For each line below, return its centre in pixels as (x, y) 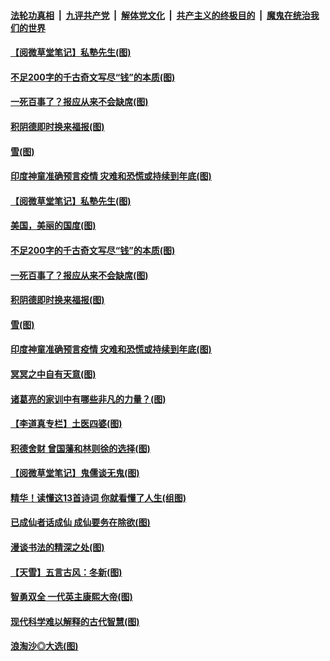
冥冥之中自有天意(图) (53, 374)
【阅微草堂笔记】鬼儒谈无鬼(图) (75, 473)
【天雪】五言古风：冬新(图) (66, 572)
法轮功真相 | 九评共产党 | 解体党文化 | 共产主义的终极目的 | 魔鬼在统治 (160, 15)
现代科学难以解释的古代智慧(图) (75, 621)
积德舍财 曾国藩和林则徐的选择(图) (80, 448)
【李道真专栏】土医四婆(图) (66, 424)
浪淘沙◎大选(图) (44, 646)
